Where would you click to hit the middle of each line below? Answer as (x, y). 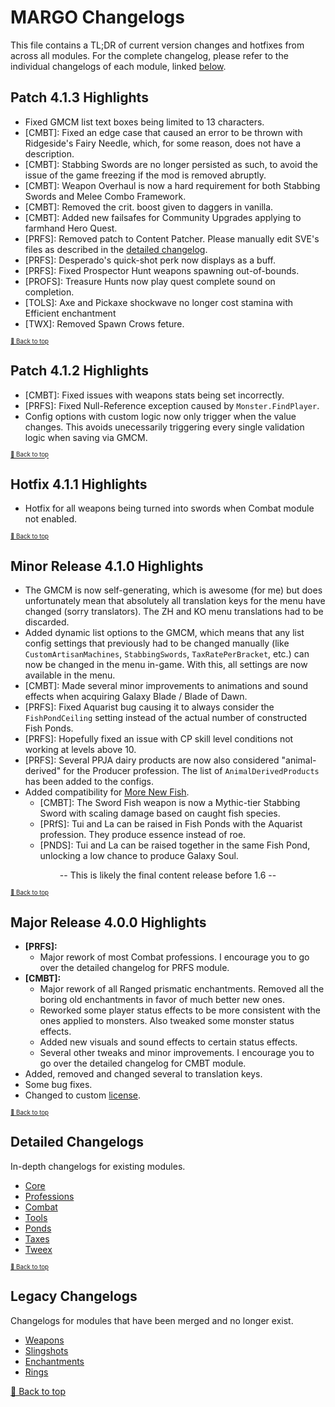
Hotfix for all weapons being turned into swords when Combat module (169, 508)
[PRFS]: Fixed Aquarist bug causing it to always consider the (149, 707)
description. (49, 153)
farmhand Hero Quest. (71, 228)
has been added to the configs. (89, 782)
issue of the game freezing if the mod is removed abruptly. (145, 175)
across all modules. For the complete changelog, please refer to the (149, 55)
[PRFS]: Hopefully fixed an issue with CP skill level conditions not (159, 739)
